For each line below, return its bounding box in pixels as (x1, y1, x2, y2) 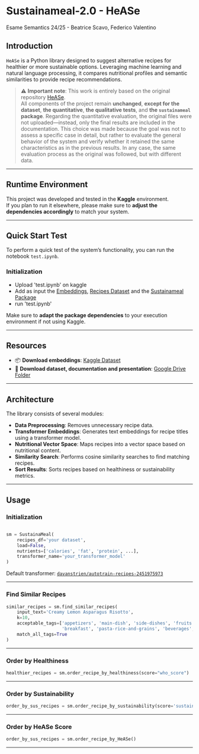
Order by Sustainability (6, 689, 74, 698)
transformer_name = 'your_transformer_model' (17, 554, 126, 560)
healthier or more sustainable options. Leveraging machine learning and (6, 63, 182, 70)
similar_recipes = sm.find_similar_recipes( (6, 604, 118, 610)
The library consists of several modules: (6, 410, 104, 417)
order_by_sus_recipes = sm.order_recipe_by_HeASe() (6, 736, 136, 742)
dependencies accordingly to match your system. (6, 208, 130, 215)
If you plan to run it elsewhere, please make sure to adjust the (6, 201, 158, 209)
